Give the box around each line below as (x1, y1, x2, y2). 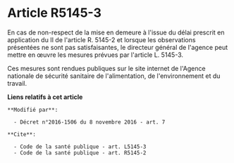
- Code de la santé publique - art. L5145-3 (13, 143, 147, 150)
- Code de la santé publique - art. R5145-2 (13, 149, 147, 156)
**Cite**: (7, 131, 37, 138)
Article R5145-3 (7, 5, 102, 21)
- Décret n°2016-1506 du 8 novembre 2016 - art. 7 (13, 118, 166, 126)
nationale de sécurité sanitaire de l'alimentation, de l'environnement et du (7, 72, 221, 80)
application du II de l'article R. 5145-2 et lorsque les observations (7, 35, 196, 44)
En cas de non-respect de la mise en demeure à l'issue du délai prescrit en (7, 28, 225, 37)
